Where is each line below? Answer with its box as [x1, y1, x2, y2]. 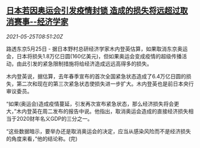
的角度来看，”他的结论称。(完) [6, 135, 78, 142]
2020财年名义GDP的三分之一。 [16, 115, 93, 122]
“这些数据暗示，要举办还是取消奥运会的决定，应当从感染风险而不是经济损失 [6, 127, 192, 135]
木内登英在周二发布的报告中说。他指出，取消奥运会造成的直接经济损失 [16, 108, 189, 115]
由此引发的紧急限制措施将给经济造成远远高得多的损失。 [16, 60, 152, 67]
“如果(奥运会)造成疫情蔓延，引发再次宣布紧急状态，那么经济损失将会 [6, 100, 174, 107]
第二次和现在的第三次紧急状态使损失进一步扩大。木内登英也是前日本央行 [16, 80, 194, 87]
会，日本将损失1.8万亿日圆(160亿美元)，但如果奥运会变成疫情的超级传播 [6, 52, 182, 59]
